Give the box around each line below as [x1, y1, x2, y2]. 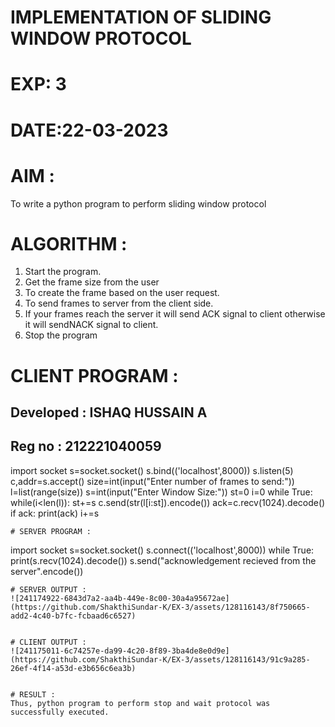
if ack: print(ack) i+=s [10, 507, 100, 519]
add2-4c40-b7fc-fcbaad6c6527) [10, 611, 137, 621]
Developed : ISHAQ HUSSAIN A [10, 404, 208, 421]
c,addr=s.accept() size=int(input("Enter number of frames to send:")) [10, 475, 295, 487]
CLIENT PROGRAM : [10, 364, 179, 387]
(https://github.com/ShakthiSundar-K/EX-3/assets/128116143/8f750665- [10, 602, 311, 612]
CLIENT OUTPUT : [19, 637, 87, 647]
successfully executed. [10, 707, 110, 717]
